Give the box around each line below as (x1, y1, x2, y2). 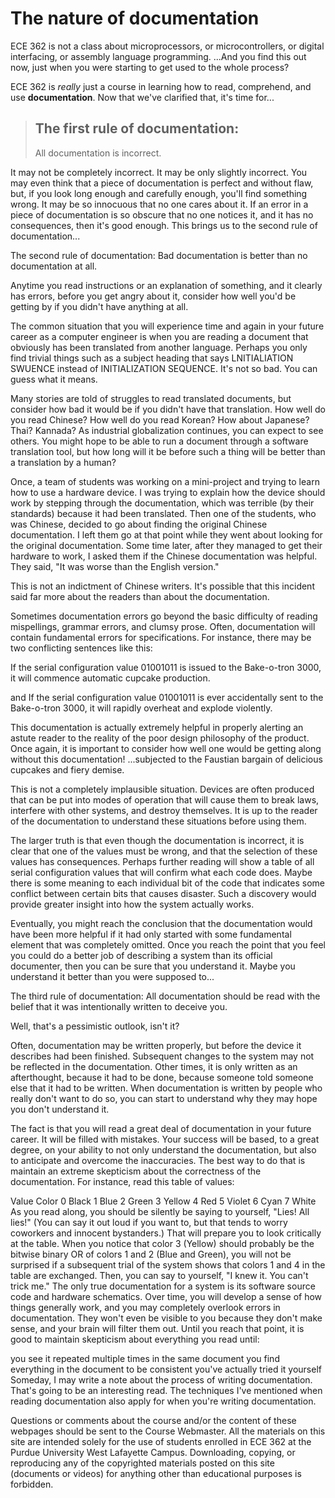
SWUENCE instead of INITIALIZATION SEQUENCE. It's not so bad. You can (10, 362, 318, 374)
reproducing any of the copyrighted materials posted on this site (10, 1457, 275, 1469)
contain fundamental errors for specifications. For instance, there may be (10, 631, 312, 643)
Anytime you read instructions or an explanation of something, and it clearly (10, 279, 323, 291)
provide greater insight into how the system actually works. (10, 898, 255, 910)
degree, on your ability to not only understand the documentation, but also (10, 1143, 317, 1156)
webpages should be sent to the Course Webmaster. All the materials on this (10, 1425, 326, 1437)
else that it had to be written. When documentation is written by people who (10, 1082, 323, 1094)
